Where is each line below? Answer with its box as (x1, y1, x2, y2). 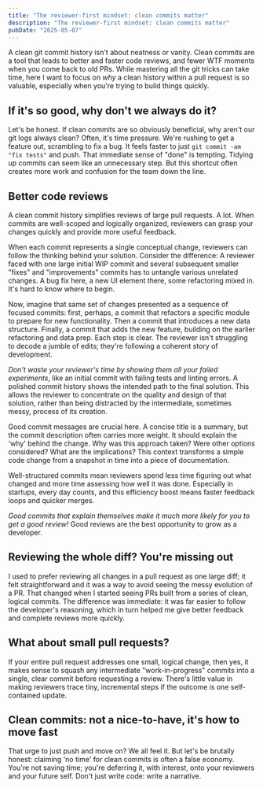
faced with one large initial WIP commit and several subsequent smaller (8, 259, 239, 268)
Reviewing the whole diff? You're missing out (8, 550, 234, 564)
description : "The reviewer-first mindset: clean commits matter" (8, 19, 230, 27)
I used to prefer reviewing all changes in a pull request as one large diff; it (8, 572, 246, 581)
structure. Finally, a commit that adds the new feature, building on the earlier (8, 324, 255, 334)
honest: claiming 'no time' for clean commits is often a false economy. (8, 755, 235, 764)
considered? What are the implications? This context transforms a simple (8, 447, 244, 457)
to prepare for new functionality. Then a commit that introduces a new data (8, 316, 251, 325)
